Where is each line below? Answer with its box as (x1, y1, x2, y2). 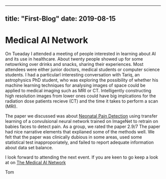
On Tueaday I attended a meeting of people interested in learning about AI (5, 51, 156, 57)
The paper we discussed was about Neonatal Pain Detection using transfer (5, 113, 158, 119)
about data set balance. (5, 145, 53, 151)
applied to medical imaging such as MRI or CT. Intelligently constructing (5, 88, 152, 94)
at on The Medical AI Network (5, 160, 66, 166)
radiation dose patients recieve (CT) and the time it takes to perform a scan (5, 98, 158, 104)
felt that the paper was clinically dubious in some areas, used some (5, 134, 142, 140)
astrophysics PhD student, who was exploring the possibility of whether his (5, 77, 159, 83)
